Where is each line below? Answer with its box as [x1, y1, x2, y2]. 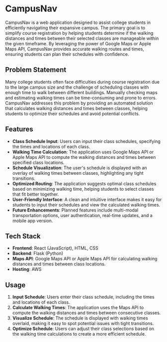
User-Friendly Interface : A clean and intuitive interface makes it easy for [12, 196, 162, 202]
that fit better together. [12, 191, 59, 197]
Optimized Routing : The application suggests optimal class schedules [12, 180, 157, 187]
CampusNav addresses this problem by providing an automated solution [5, 100, 153, 106]
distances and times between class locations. [12, 261, 106, 267]
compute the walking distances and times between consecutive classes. [12, 310, 161, 316]
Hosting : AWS [12, 266, 42, 272]
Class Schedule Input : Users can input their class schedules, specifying [12, 138, 161, 144]
